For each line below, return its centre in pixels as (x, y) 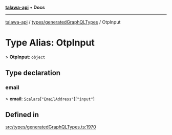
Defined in (22, 115)
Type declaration (33, 73)
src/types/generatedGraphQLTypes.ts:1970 (51, 127)
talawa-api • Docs (25, 7)
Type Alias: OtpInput (50, 43)
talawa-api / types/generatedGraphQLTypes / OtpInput (63, 22)
